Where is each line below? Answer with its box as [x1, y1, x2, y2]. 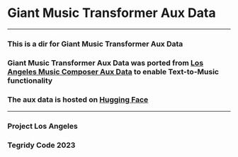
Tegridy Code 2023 [7, 140, 76, 150]
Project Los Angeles [7, 122, 78, 131]
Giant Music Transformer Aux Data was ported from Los [7, 58, 204, 68]
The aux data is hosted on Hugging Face [7, 94, 149, 104]
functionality [7, 76, 53, 86]
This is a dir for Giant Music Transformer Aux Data [7, 39, 183, 49]
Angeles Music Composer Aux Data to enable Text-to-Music [7, 66, 220, 76]
